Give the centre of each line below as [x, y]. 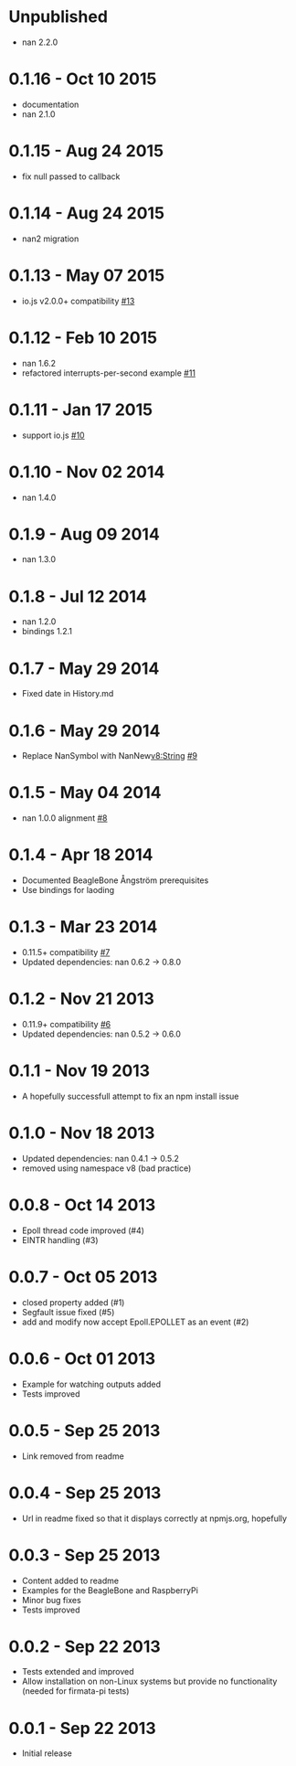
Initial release [47, 1753]
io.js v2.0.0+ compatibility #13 [78, 301]
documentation [50, 104]
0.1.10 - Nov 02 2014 [87, 472]
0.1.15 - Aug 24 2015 [86, 151]
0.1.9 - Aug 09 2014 [85, 534]
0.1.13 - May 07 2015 [87, 275]
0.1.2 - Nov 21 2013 [81, 999]
